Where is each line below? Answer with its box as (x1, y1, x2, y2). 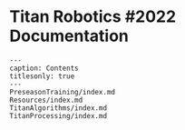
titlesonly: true (9, 71, 75, 81)
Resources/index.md (9, 95, 83, 105)
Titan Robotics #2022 (9, 6, 177, 27)
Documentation (9, 25, 130, 46)
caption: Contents (9, 64, 79, 73)
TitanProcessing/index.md (9, 111, 107, 120)
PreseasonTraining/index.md (9, 87, 116, 96)
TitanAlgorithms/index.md (9, 103, 107, 113)
